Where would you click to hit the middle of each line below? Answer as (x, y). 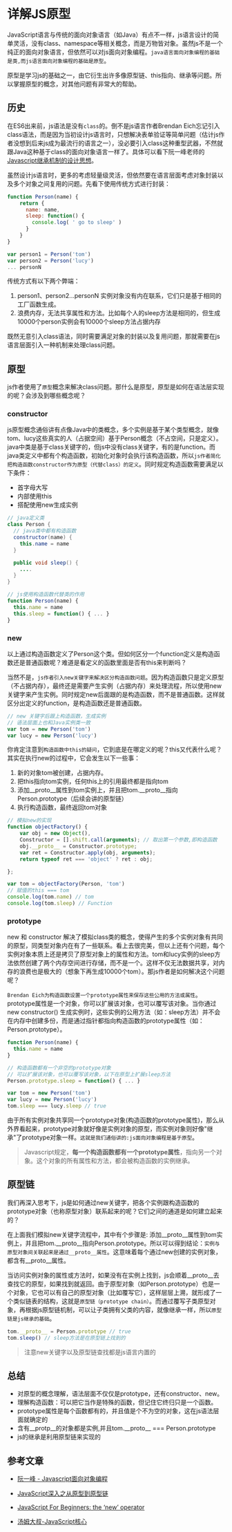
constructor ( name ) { (43, 538)
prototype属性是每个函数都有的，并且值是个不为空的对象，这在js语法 (115, 1411)
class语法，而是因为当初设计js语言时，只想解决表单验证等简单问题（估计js (113, 134)
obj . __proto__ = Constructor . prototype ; (78, 846)
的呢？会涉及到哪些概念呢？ (47, 395)
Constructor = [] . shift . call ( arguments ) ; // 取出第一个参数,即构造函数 (118, 840)
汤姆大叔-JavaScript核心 (52, 1522)
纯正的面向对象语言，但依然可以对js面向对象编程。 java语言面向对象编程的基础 (114, 52)
